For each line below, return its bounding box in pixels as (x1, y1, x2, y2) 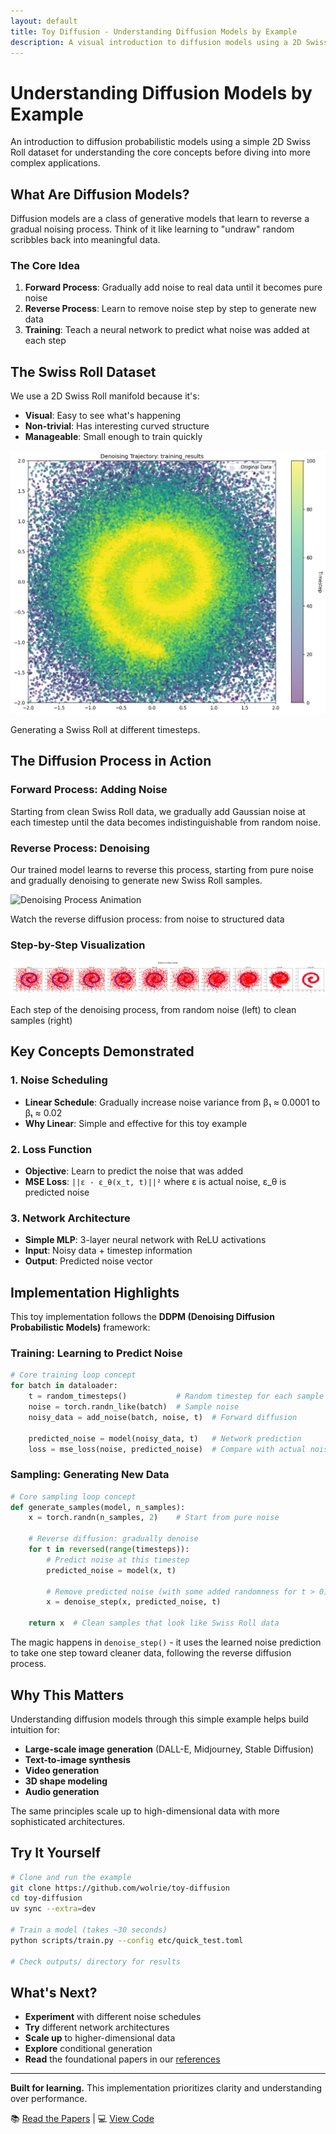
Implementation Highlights (10, 1284, 180, 1301)
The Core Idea (10, 259, 81, 273)
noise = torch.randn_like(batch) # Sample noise (28, 1402, 240, 1412)
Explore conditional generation (24, 2043, 153, 2055)
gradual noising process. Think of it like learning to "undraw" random (10, 223, 295, 235)
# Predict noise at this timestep (46, 1555, 190, 1565)
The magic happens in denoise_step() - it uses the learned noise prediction (10, 1636, 322, 1649)
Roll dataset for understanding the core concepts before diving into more (10, 146, 311, 159)
